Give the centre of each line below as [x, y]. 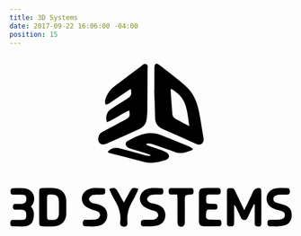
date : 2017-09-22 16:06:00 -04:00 [74, 26]
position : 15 [34, 34]
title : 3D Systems [44, 17]
